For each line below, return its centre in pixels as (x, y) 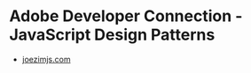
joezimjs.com (46, 59)
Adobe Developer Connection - (126, 16)
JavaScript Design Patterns (112, 35)
